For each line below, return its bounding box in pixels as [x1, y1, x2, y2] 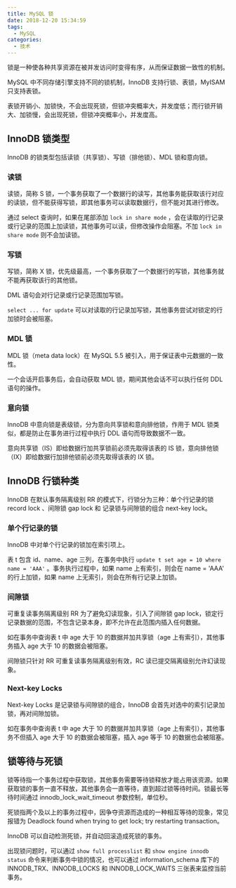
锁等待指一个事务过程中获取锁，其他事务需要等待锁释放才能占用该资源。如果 [7, 775, 229, 783]
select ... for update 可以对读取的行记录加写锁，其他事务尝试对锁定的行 [7, 306, 223, 314]
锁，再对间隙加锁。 [7, 709, 63, 717]
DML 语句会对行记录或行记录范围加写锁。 [7, 291, 128, 299]
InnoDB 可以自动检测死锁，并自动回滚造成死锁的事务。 [7, 831, 166, 840]
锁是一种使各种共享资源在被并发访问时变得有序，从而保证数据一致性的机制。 [7, 63, 229, 71]
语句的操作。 [7, 383, 44, 392]
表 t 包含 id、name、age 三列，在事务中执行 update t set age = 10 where [7, 555, 221, 564]
